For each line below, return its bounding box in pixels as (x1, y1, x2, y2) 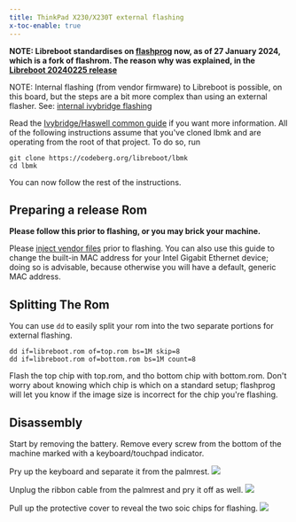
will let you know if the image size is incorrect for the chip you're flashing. (9, 389, 278, 400)
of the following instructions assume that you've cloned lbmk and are (9, 127, 261, 137)
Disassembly (9, 415, 82, 430)
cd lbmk (9, 161, 38, 170)
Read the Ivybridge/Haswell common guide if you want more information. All (9, 117, 288, 129)
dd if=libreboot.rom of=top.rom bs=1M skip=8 (9, 347, 180, 356)
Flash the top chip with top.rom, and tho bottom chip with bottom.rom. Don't (9, 370, 287, 381)
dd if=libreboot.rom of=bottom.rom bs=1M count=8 (9, 355, 197, 364)
